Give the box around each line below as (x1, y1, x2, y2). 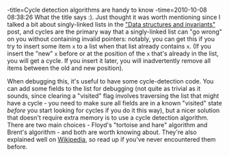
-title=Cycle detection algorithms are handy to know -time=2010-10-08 (7, 6, 207, 14)
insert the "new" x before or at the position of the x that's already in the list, (7, 49, 219, 57)
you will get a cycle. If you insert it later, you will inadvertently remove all (7, 57, 211, 64)
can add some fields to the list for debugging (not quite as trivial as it (7, 85, 201, 92)
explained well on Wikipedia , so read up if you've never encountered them (7, 135, 217, 143)
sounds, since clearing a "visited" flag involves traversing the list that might (7, 92, 219, 100)
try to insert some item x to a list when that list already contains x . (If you (7, 42, 212, 50)
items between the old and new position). (7, 64, 124, 72)
